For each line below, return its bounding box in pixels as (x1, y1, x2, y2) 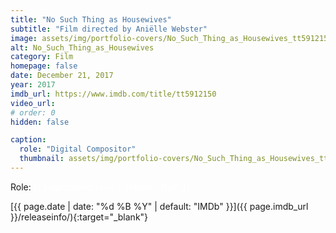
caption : (10, 135, 47, 145)
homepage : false (10, 61, 78, 71)
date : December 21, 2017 (10, 71, 114, 81)
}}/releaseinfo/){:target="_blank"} (10, 211, 149, 223)
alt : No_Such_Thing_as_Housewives (10, 42, 155, 53)
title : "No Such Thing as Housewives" (10, 14, 172, 25)
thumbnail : (19, 154, 65, 164)
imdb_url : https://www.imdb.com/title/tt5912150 (10, 89, 217, 99)
